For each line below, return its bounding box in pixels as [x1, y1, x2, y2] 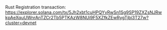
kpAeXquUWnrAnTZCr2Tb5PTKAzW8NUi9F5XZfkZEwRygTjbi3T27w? [5, 15, 149, 20]
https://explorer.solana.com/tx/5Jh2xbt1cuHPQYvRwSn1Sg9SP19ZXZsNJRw [5, 9, 162, 15]
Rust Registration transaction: [5, 4, 66, 10]
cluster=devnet [5, 20, 36, 26]
